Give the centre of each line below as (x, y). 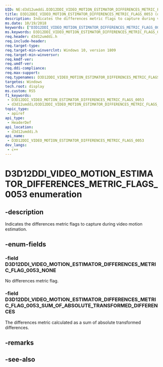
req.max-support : (23, 73)
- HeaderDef (19, 122)
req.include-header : (26, 41)
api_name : (15, 136)
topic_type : (17, 109)
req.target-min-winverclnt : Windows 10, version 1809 (61, 50)
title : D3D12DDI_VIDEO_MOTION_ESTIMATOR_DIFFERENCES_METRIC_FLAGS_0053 (79, 14)
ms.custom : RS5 (20, 91)
